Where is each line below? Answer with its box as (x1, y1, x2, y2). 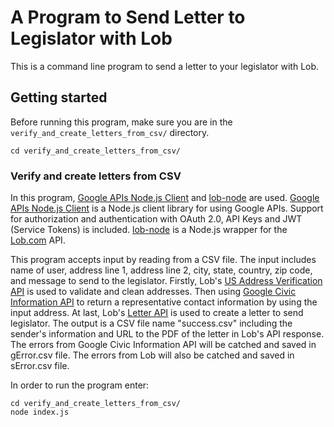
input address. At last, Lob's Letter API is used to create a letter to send (10, 307, 304, 319)
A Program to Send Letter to (10, 6, 246, 29)
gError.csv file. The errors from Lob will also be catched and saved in (10, 349, 295, 361)
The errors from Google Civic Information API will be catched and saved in (10, 339, 317, 351)
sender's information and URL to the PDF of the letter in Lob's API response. (10, 328, 325, 340)
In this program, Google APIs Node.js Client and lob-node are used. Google (10, 192, 320, 204)
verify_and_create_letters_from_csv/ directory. (10, 126, 210, 138)
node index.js (10, 407, 70, 418)
